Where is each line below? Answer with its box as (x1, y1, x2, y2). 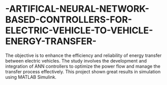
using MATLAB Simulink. (5, 74, 57, 80)
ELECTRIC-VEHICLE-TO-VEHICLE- (5, 25, 153, 36)
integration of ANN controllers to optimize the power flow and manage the (5, 63, 160, 69)
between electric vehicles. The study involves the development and (5, 58, 147, 64)
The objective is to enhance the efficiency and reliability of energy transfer (5, 52, 162, 59)
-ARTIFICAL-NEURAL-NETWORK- (5, 3, 149, 15)
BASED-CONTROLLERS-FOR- (5, 14, 132, 25)
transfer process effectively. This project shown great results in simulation (5, 68, 161, 74)
